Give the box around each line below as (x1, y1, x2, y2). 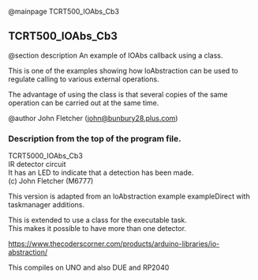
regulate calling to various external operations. (8, 74, 159, 84)
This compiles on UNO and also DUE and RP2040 (8, 263, 170, 272)
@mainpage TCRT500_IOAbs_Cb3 (8, 7, 120, 16)
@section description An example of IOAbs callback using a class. (8, 51, 223, 60)
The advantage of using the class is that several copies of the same (8, 89, 228, 99)
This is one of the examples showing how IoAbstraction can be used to (8, 66, 238, 75)
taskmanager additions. (8, 200, 85, 210)
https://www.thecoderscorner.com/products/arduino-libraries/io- (8, 239, 220, 248)
